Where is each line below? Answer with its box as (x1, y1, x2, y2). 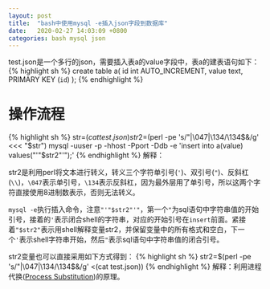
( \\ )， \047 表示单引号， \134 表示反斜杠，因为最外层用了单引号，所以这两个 (8, 177, 254, 187)
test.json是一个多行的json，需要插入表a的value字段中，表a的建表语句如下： (8, 57, 260, 67)
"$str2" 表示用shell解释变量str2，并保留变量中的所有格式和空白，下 (15, 225, 239, 234)
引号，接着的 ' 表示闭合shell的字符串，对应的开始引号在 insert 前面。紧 (8, 214, 239, 225)
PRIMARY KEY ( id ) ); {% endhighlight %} (8, 75, 144, 84)
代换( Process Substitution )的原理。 (8, 272, 125, 282)
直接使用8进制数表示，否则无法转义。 (14, 188, 140, 197)
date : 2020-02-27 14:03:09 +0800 (8, 26, 128, 35)
